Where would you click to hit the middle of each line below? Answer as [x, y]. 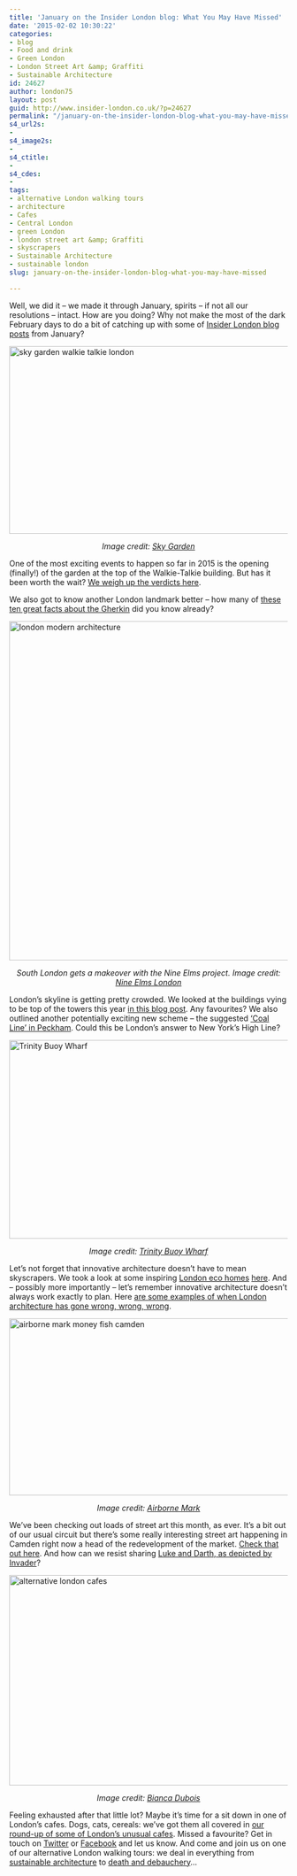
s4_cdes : [25, 174]
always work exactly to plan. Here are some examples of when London [138, 1296]
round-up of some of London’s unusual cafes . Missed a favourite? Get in [141, 1834]
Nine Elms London [148, 982]
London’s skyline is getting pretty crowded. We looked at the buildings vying [148, 999]
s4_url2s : [27, 125]
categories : [31, 34]
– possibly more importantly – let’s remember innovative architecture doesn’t [148, 1287]
